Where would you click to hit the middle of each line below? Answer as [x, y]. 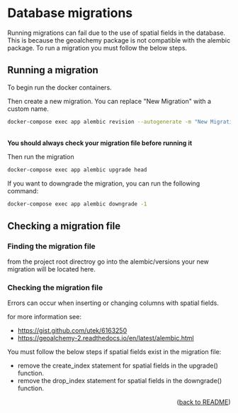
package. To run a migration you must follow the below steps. [97, 48]
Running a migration [53, 70]
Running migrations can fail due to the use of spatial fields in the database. [116, 33]
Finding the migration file [51, 246]
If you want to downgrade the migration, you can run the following [104, 183]
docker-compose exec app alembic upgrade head [77, 170]
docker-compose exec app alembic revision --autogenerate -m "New [107, 122]
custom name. [28, 109]
